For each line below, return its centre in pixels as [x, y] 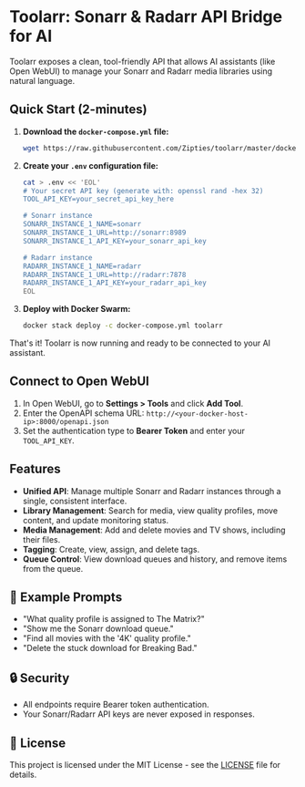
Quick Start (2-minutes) [78, 110]
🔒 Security [40, 678]
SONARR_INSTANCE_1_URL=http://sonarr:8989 [104, 233]
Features [35, 469]
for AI [31, 36]
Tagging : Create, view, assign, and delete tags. [111, 549]
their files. [41, 539]
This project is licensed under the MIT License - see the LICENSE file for [145, 765]
